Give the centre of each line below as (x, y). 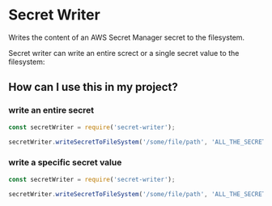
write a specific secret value (65, 162)
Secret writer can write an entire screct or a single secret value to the (124, 53)
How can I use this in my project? (93, 87)
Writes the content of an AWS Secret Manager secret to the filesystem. (127, 37)
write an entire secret (51, 110)
